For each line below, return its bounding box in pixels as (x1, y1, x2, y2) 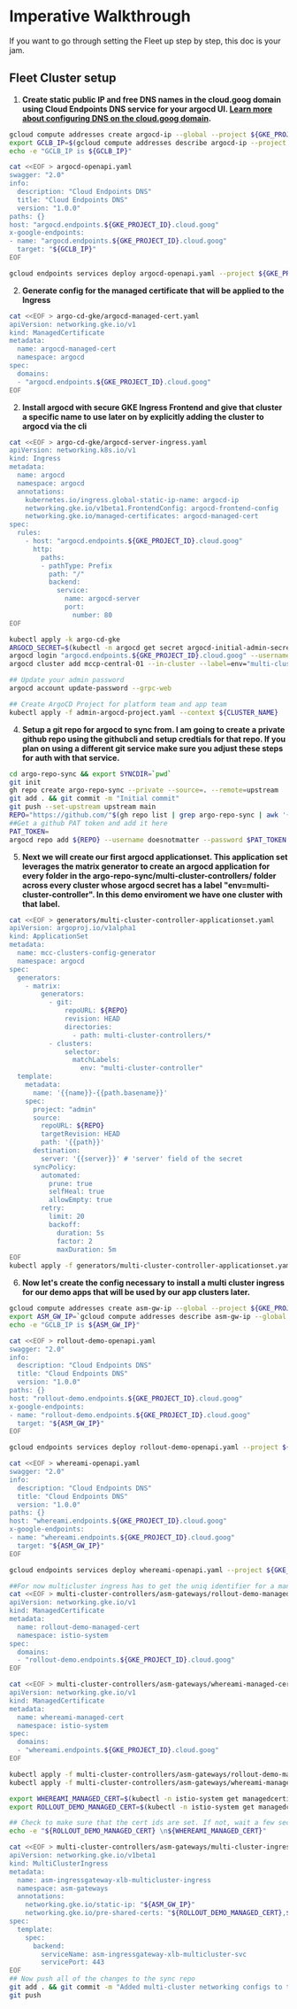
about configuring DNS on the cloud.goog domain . (21, 112, 212, 123)
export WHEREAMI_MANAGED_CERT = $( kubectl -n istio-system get (9, 1794, 240, 1803)
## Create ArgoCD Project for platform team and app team (9, 700, 227, 709)
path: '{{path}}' (41, 1138, 104, 1147)
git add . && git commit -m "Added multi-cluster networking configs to (9, 1982, 283, 1991)
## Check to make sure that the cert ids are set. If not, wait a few (9, 1819, 275, 1827)
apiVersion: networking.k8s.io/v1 (9, 446, 137, 455)
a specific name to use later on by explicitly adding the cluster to (21, 411, 264, 422)
